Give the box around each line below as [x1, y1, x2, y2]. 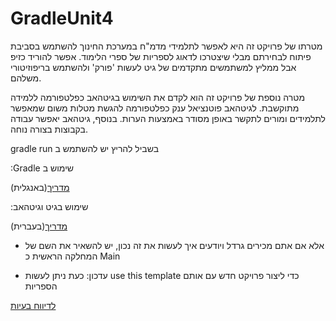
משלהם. [10, 72, 42, 84]
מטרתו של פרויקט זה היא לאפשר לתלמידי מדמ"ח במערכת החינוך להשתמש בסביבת [10, 40, 323, 52]
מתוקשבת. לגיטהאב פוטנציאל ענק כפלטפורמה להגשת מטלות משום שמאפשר [10, 102, 300, 114]
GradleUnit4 [10, 7, 114, 30]
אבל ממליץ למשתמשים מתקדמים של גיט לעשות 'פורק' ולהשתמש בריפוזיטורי [10, 61, 297, 73]
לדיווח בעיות [10, 299, 57, 311]
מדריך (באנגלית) [10, 181, 70, 193]
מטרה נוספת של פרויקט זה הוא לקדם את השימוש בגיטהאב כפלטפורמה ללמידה [10, 91, 306, 103]
